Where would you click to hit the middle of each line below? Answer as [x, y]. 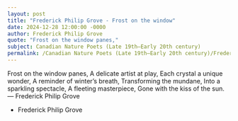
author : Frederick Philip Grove [55, 34]
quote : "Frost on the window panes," [63, 40]
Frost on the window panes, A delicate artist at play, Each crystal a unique [115, 73]
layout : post [27, 14]
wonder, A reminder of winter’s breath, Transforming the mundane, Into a [114, 81]
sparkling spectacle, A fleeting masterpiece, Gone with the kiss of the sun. [116, 88]
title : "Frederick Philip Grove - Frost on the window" [91, 21]
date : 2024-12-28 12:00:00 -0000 [57, 27]
